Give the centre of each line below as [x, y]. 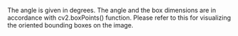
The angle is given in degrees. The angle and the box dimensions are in [112, 10]
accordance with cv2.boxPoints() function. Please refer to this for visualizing [119, 18]
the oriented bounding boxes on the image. [70, 25]
